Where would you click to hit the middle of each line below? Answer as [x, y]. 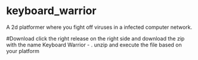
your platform [23, 51]
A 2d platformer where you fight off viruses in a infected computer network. [99, 27]
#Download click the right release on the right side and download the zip [95, 38]
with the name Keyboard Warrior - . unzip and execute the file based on [94, 45]
